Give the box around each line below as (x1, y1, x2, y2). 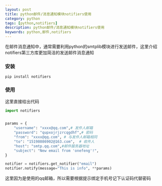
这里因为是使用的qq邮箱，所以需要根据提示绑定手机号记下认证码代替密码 (5, 175, 151, 181)
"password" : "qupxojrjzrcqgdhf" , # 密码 (14, 130, 93, 135)
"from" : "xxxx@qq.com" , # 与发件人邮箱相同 (14, 135, 97, 140)
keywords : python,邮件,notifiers (5, 30, 72, 34)
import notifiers (5, 108, 40, 113)
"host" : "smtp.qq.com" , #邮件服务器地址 (14, 144, 90, 149)
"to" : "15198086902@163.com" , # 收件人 (14, 139, 95, 144)
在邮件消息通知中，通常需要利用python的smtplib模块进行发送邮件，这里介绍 (5, 44, 158, 49)
